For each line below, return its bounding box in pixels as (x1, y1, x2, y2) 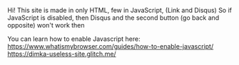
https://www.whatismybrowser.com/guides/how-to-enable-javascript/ (7, 42, 214, 50)
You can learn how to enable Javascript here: (7, 35, 141, 43)
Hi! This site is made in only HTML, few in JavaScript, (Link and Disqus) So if (7, 6, 233, 14)
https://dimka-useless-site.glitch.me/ (7, 49, 116, 58)
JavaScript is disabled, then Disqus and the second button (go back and (7, 13, 220, 22)
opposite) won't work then (7, 21, 85, 29)
